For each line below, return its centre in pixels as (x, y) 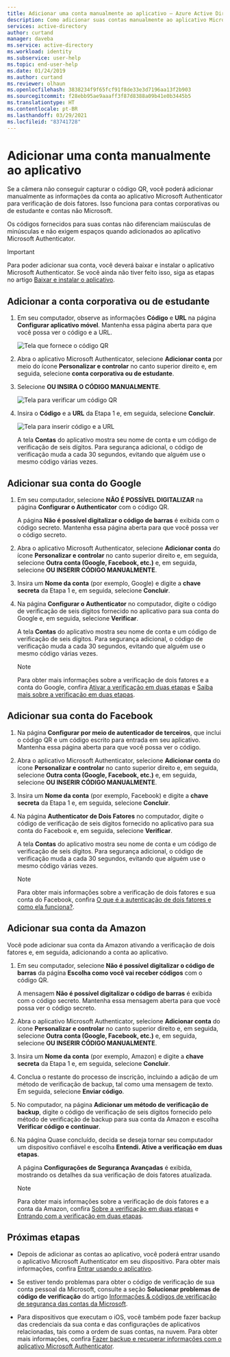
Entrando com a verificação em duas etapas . (80, 1216)
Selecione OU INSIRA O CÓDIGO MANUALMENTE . (89, 387)
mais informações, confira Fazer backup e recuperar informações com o (119, 1339)
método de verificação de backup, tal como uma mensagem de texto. (115, 1084)
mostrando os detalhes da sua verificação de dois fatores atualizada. (114, 1175)
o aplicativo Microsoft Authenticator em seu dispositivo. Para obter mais (118, 1261)
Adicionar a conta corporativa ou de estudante (108, 301)
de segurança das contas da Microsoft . (72, 1304)
